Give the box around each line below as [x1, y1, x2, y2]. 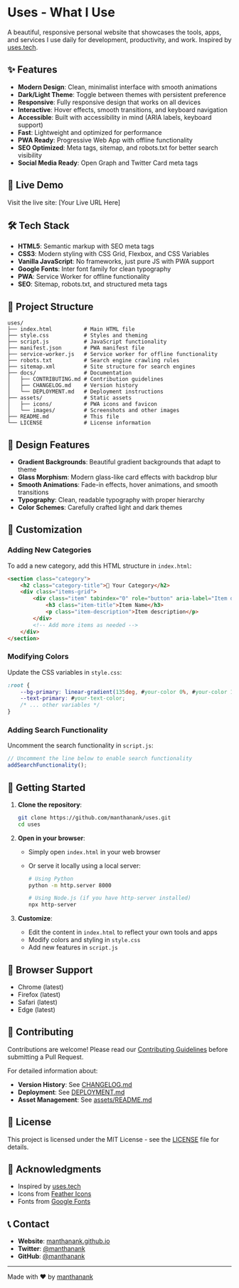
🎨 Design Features [7, 439, 90, 451]
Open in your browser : [17, 834, 85, 842]
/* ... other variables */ [20, 702, 100, 709]
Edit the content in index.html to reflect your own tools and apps [28, 928, 218, 936]
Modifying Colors [7, 652, 69, 662]
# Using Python [28, 875, 73, 882]
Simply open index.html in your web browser [28, 847, 161, 856]
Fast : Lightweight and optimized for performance [17, 128, 162, 136]
